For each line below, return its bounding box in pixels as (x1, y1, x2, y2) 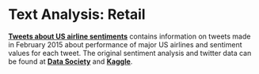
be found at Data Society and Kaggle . (8, 57, 133, 66)
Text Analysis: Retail (8, 6, 146, 24)
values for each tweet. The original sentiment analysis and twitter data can (8, 48, 252, 57)
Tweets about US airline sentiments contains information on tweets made (8, 31, 251, 41)
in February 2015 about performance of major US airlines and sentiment (8, 39, 243, 49)
